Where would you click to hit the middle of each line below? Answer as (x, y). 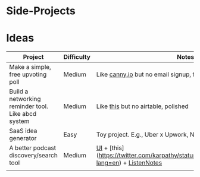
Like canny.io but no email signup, (144, 74)
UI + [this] (110, 148)
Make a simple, (30, 67)
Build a (19, 91)
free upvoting (28, 74)
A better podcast (33, 148)
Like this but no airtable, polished (142, 106)
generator (23, 138)
